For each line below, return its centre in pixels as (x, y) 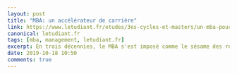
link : (15, 27)
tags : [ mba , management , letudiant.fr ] (66, 40)
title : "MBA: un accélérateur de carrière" (72, 20)
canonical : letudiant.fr (44, 33)
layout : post (26, 14)
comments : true (30, 60)
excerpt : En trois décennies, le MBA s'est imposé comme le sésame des (115, 47)
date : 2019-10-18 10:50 (42, 54)
